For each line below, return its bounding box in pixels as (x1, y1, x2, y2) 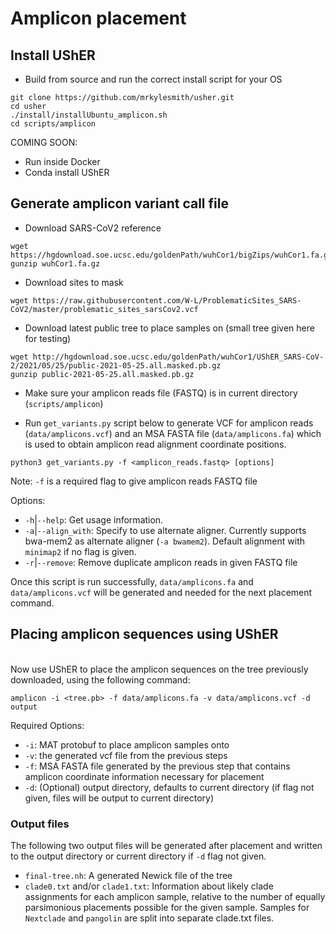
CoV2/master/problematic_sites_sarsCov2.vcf (10, 304, 199, 314)
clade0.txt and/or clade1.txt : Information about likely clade (24, 880, 274, 892)
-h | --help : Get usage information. (24, 513, 164, 526)
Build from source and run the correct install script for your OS (24, 73, 283, 85)
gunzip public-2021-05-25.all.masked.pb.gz (10, 369, 195, 379)
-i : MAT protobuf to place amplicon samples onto (24, 738, 230, 751)
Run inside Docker (24, 156, 101, 167)
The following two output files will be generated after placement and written (10, 839, 323, 851)
